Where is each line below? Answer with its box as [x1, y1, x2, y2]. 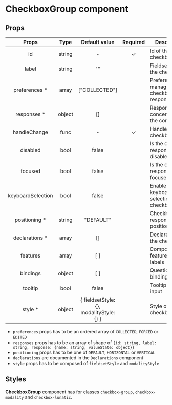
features [20, 252, 41, 259]
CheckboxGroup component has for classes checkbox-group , [5, 389, 134, 395]
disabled [20, 146, 41, 154]
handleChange [12, 129, 49, 136]
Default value [81, 39, 115, 46]
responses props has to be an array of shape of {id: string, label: [12, 339, 157, 346]
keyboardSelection [8, 192, 53, 199]
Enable [149, 182, 166, 189]
